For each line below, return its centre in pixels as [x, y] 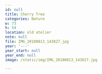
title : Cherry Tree [25, 14]
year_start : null [23, 50]
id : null [14, 10]
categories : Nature [25, 19]
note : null [16, 37]
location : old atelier [28, 32]
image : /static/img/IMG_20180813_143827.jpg [51, 60]
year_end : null [21, 55]
